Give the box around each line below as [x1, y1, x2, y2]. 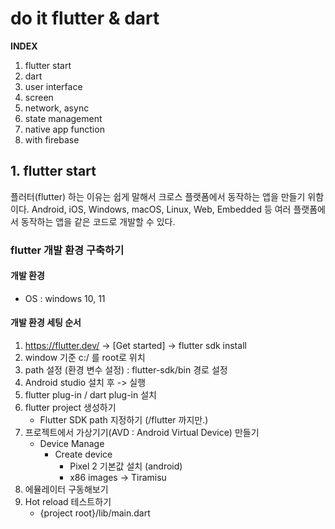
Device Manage [39, 438, 105, 450]
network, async [24, 102, 90, 114]
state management [24, 112, 103, 124]
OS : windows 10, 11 [24, 292, 106, 304]
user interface [24, 80, 83, 92]
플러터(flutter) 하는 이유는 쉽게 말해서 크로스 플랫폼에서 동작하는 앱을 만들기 [10, 190, 306, 202]
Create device [54, 448, 113, 461]
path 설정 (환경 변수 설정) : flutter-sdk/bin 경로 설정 [24, 364, 228, 376]
